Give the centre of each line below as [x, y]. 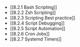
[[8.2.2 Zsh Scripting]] [33, 12]
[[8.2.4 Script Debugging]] [37, 23]
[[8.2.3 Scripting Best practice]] [42, 18]
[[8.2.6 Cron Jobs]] [30, 34]
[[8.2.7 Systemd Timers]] [35, 39]
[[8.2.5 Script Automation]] [37, 28]
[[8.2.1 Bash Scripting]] [33, 7]
